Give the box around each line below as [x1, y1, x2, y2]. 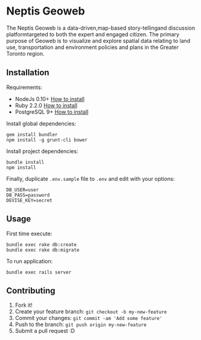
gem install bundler [6, 131, 59, 137]
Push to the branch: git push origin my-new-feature [14, 321, 147, 328]
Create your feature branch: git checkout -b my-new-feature [14, 308, 167, 315]
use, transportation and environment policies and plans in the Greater [6, 44, 179, 51]
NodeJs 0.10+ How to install [14, 95, 85, 102]
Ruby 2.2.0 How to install [14, 102, 77, 109]
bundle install [6, 159, 45, 165]
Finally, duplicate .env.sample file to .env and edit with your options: [6, 175, 175, 182]
